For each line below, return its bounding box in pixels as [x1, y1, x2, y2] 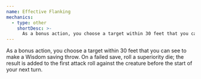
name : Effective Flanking [6, 8, 71, 15]
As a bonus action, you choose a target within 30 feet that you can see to [6, 47, 187, 54]
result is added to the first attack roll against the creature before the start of [6, 60, 193, 67]
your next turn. [6, 66, 43, 73]
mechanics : [6, 14, 33, 20]
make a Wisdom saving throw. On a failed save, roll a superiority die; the [6, 53, 184, 61]
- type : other [11, 20, 47, 26]
